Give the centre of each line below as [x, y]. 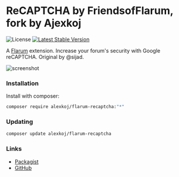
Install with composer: [33, 96]
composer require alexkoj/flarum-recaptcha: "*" [65, 107]
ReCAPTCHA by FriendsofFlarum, [90, 11]
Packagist [27, 161]
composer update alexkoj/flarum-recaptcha [59, 134]
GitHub [23, 168]
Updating [20, 122]
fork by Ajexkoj [44, 23]
